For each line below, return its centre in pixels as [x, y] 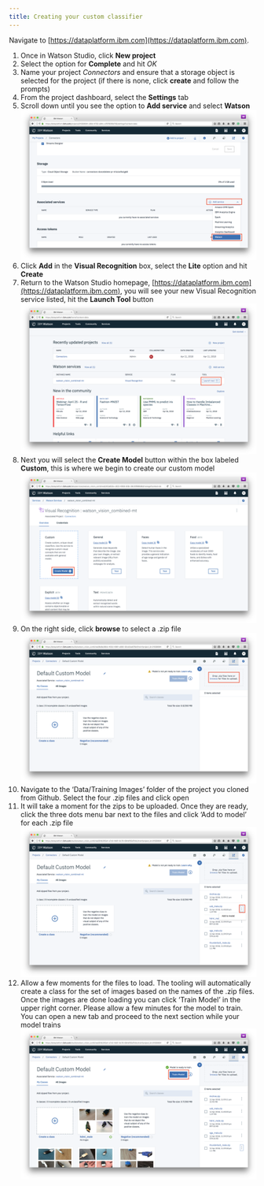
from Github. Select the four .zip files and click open [104, 797]
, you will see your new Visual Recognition [188, 291]
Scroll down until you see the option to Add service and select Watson [135, 106]
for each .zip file [47, 823]
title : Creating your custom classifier [76, 17]
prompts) [35, 89]
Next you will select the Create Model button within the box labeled [129, 460]
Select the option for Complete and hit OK [88, 64]
